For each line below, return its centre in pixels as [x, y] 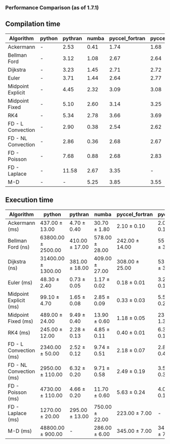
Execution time [29, 200]
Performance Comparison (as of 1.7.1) [52, 8]
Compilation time [33, 24]
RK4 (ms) [19, 332]
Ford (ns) [19, 247]
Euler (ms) [20, 282]
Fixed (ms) [21, 321]
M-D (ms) [20, 431]
